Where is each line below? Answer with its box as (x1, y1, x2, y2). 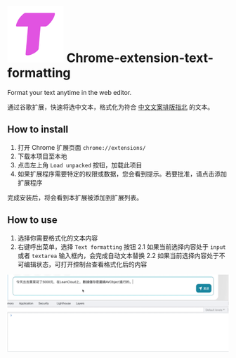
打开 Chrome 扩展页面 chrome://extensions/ (17, 143, 146, 151)
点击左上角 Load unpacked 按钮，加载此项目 (17, 160, 143, 169)
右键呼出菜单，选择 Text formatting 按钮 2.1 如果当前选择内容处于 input (17, 242, 226, 251)
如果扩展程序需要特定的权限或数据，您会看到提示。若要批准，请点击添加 (17, 170, 227, 178)
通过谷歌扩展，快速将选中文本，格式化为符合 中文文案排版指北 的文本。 (7, 103, 214, 111)
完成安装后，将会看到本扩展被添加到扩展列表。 (7, 193, 143, 202)
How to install (7, 124, 69, 136)
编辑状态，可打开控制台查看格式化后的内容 (23, 260, 147, 269)
